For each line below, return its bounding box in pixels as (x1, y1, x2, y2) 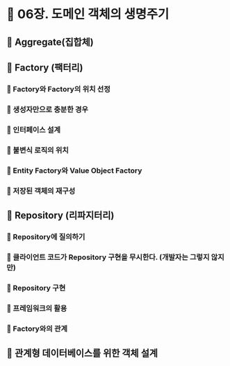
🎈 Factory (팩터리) (6, 62, 83, 73)
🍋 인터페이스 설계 (6, 125, 60, 134)
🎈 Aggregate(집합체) (6, 36, 95, 48)
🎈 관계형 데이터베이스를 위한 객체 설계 (6, 347, 158, 359)
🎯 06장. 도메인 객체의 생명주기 (6, 6, 170, 22)
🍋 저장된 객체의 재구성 (6, 186, 76, 195)
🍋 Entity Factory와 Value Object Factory (6, 166, 142, 175)
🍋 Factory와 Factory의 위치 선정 (6, 84, 110, 94)
